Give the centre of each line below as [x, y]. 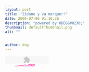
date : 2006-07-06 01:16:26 [32, 18]
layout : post [18, 9]
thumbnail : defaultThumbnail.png [38, 28]
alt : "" [13, 32]
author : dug [17, 45]
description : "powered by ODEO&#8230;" [45, 23]
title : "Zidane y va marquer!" [36, 14]
